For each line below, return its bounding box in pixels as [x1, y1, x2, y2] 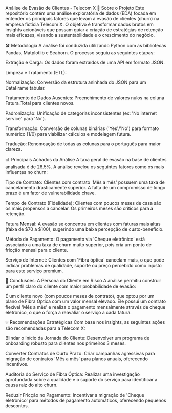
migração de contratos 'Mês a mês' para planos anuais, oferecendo [5, 356, 148, 362]
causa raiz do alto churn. [5, 382, 58, 388]
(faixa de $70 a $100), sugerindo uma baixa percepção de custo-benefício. [5, 226, 164, 232]
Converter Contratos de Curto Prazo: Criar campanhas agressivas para [5, 351, 155, 356]
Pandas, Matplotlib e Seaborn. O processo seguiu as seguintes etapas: [5, 50, 155, 56]
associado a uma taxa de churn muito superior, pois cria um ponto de [5, 242, 152, 248]
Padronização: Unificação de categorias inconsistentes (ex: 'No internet [5, 110, 157, 116]
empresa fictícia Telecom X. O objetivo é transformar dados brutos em [5, 21, 154, 27]
